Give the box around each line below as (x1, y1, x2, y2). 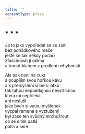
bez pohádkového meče (5, 47, 53, 53)
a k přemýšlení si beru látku (5, 83, 60, 89)
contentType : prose (5, 12, 44, 16)
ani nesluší (5, 98, 26, 104)
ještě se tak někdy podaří (5, 53, 55, 59)
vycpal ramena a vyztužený (5, 108, 60, 114)
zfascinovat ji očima (5, 58, 45, 63)
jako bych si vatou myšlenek (5, 103, 61, 109)
